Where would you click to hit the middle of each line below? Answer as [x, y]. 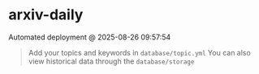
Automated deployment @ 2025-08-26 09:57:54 [90, 37]
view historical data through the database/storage [111, 61]
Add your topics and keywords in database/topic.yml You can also [140, 52]
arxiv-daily [46, 15]
